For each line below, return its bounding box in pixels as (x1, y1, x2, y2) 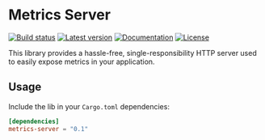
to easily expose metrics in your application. (8, 57, 155, 66)
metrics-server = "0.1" (8, 125, 89, 133)
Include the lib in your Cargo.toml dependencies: (8, 101, 170, 111)
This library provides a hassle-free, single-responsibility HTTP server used (8, 48, 257, 57)
